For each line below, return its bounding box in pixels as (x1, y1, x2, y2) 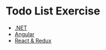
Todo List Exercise (5, 4, 101, 18)
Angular (14, 30, 35, 37)
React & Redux (14, 37, 52, 44)
